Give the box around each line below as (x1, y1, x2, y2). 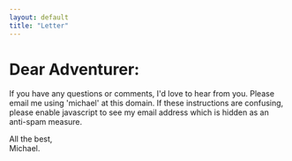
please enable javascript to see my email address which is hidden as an (9, 107, 269, 118)
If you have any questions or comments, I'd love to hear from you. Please (9, 88, 275, 99)
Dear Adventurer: (9, 59, 139, 80)
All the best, (9, 134, 53, 144)
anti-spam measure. (9, 117, 83, 127)
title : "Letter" (9, 21, 69, 30)
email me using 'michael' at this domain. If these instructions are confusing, (9, 98, 284, 109)
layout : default (9, 12, 69, 22)
